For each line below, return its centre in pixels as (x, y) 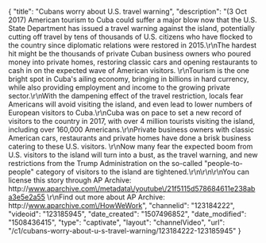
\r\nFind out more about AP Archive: (106, 197)
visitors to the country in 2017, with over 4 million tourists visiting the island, (132, 121)
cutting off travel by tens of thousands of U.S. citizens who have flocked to (130, 37)
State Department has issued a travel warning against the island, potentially (132, 28)
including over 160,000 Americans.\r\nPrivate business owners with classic (131, 129)
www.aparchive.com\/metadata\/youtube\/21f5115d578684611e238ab (142, 189)
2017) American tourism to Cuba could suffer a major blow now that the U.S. (133, 20)
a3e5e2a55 (27, 197)
